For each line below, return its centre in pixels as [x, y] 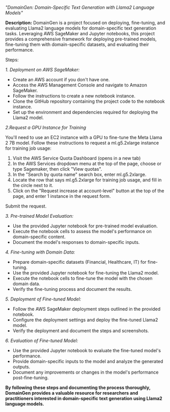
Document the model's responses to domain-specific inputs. [76, 242]
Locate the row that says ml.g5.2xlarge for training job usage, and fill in [87, 180]
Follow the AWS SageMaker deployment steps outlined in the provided [87, 309]
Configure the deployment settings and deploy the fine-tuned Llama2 [85, 320]
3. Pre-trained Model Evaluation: [39, 216]
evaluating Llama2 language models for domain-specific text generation [81, 28]
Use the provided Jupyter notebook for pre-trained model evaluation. [85, 226]
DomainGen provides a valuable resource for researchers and [72, 393]
